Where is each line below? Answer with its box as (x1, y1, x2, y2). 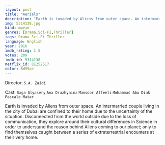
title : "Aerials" (5, 12, 41, 17)
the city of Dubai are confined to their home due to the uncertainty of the (5, 108, 153, 114)
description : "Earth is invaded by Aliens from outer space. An (5, 16, 139, 21)
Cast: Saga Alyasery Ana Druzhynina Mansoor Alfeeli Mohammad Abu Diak (5, 89, 151, 95)
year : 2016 (5, 44, 27, 48)
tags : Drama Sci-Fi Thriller (5, 35, 65, 40)
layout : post (5, 7, 32, 12)
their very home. (5, 134, 38, 140)
